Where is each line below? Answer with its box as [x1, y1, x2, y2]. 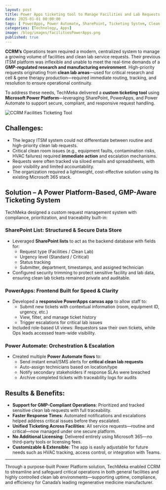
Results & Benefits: [5, 389, 65, 397]
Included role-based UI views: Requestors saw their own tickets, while [12, 325, 156, 331]
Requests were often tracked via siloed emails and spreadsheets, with [12, 158, 155, 164]
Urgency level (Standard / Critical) [19, 253, 89, 260]
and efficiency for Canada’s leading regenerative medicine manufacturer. [5, 480, 154, 486]
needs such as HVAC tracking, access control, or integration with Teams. [12, 449, 161, 455]
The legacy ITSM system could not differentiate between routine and [12, 137, 152, 143]
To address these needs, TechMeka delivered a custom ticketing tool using [5, 90, 160, 96]
